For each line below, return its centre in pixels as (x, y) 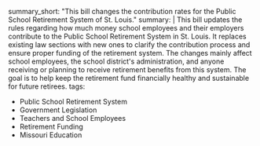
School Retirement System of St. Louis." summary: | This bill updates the (125, 20)
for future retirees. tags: (47, 86)
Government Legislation (58, 110)
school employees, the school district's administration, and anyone (116, 61)
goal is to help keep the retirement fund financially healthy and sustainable (129, 78)
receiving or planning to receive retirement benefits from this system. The (127, 69)
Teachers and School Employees (73, 118)
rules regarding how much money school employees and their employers (126, 28)
